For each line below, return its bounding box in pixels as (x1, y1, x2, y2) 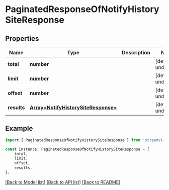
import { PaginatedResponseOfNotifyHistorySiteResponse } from (5, 137, 141, 143)
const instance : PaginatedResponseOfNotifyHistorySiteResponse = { (5, 147, 150, 152)
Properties (5, 34, 39, 43)
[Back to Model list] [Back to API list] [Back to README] (5, 179, 121, 185)
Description (121, 49, 151, 56)
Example (5, 124, 33, 133)
